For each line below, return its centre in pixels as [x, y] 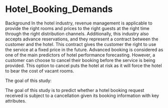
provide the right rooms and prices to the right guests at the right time [77, 28]
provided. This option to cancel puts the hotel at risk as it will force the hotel [83, 65]
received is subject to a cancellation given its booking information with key [82, 95]
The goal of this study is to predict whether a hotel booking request [75, 90]
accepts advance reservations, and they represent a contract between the [82, 39]
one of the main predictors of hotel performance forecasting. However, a [80, 55]
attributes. [16, 100]
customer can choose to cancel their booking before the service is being [80, 60]
